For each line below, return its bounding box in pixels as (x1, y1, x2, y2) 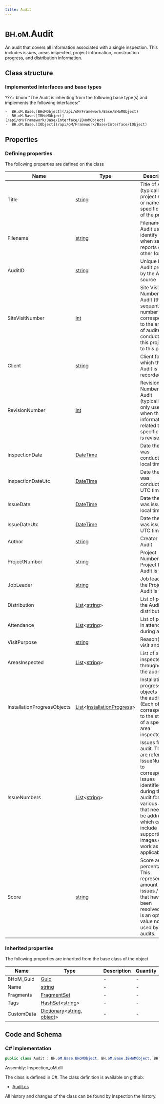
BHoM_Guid (7, 976, 35, 982)
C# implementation (5, 1045, 52, 1052)
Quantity (136, 968, 157, 975)
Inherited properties (5, 945, 54, 952)
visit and (140, 642, 160, 649)
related (140, 422, 156, 429)
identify (140, 232, 158, 238)
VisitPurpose (7, 638, 37, 645)
